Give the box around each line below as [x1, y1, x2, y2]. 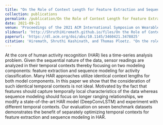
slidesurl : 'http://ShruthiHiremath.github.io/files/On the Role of [5, 30, 147, 35]
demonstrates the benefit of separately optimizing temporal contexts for [5, 109, 149, 115]
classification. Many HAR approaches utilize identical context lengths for [5, 72, 150, 78]
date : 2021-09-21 [5, 20, 40, 26]
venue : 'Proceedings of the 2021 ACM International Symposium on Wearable [5, 25, 160, 30]
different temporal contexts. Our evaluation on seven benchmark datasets [5, 104, 153, 109]
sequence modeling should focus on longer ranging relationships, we [5, 93, 144, 99]
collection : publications [5, 12, 57, 17]
